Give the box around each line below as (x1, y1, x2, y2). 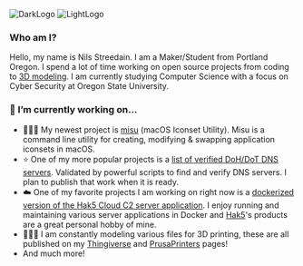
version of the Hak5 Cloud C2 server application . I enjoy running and (22, 200, 279, 211)
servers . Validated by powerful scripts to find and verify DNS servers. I (22, 166, 288, 177)
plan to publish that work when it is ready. (22, 176, 180, 187)
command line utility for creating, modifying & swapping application (22, 133, 275, 144)
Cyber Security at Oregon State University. (9, 81, 170, 92)
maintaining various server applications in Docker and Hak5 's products (22, 209, 288, 220)
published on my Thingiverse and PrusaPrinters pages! (22, 238, 229, 249)
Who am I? (9, 31, 57, 44)
